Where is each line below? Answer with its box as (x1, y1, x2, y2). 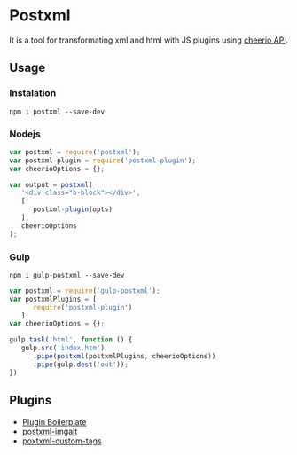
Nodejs (9, 128, 42, 140)
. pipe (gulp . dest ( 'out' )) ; (32, 360, 129, 369)
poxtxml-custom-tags (21, 435, 102, 446)
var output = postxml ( (9, 180, 93, 189)
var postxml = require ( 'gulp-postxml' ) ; (9, 286, 161, 295)
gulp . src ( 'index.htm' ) (20, 343, 105, 353)
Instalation (9, 87, 57, 99)
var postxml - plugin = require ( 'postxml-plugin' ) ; (9, 156, 197, 165)
